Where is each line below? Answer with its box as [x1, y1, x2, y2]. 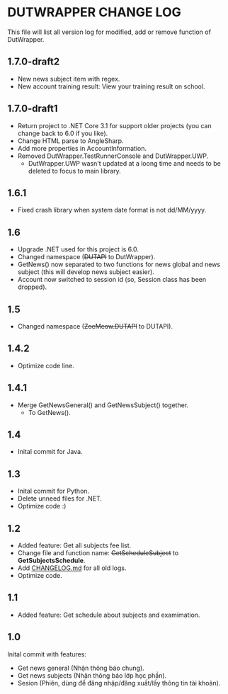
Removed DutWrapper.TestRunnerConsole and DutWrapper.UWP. [17, 152, 209, 160]
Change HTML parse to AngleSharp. [17, 136, 124, 145]
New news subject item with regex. [17, 74, 120, 83]
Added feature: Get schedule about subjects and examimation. [17, 610, 200, 619]
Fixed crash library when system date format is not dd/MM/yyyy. [17, 206, 207, 215]
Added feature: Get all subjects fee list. [17, 541, 132, 550]
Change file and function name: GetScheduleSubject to [17, 549, 179, 557]
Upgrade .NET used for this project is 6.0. [17, 245, 139, 254]
